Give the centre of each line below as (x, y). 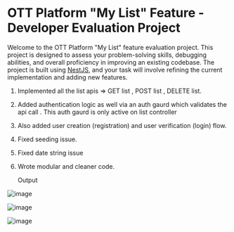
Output (27, 180)
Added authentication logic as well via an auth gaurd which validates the (122, 104)
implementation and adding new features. (67, 77)
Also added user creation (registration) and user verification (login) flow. (122, 125)
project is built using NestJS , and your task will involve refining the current (115, 70)
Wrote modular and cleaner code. (66, 166)
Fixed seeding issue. (47, 139)
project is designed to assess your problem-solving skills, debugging (107, 55)
